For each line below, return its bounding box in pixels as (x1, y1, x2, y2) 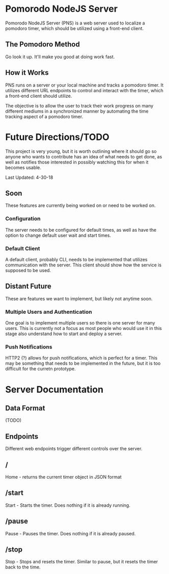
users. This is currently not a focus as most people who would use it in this (5, 325, 162, 332)
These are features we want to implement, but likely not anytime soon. (5, 295, 153, 302)
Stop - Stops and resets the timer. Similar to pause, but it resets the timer (5, 559, 158, 565)
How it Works (5, 68, 49, 77)
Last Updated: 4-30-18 (5, 174, 53, 180)
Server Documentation (5, 384, 103, 395)
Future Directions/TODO (5, 131, 109, 143)
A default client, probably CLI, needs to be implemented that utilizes (5, 256, 148, 262)
